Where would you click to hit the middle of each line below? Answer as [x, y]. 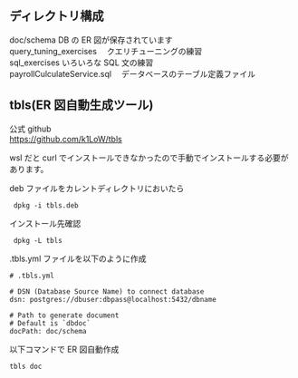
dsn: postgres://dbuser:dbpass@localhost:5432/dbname [113, 299]
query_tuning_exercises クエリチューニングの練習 [106, 51]
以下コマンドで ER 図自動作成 [64, 349]
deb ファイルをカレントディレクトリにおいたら [97, 188]
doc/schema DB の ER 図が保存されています [91, 40]
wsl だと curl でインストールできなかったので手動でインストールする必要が [149, 158]
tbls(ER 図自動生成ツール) [82, 106]
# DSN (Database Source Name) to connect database [107, 291]
